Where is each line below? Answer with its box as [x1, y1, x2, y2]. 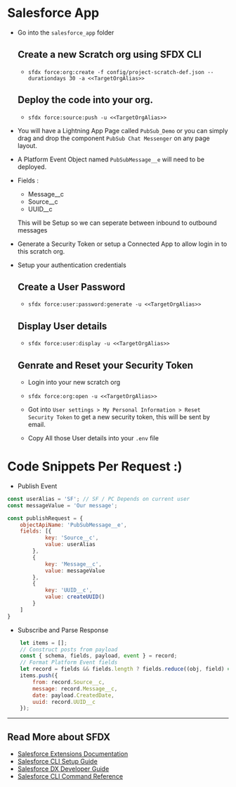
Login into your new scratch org [27, 378, 121, 386]
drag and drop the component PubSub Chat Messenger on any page [17, 134, 210, 142]
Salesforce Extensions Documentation [17, 750, 129, 758]
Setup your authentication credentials [17, 261, 126, 269]
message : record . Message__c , [32, 685, 118, 692]
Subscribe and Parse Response [17, 626, 109, 634]
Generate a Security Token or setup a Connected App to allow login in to [17, 240, 228, 248]
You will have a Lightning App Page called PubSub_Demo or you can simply [17, 126, 228, 135]
